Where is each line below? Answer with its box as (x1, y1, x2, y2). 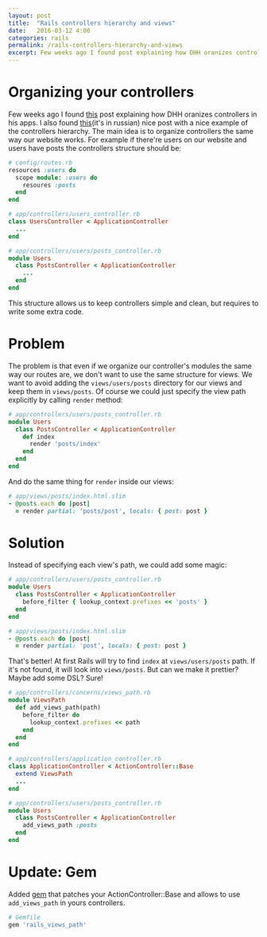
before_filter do (22, 711, 80, 718)
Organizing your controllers (8, 83, 195, 101)
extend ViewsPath (15, 770, 73, 778)
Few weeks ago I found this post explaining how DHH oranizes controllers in (8, 109, 257, 119)
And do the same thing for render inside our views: (8, 476, 175, 486)
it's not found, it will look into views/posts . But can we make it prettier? (8, 665, 239, 675)
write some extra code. (8, 306, 84, 316)
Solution (8, 533, 65, 552)
